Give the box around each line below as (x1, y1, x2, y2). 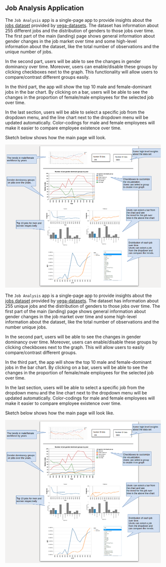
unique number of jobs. (5, 49, 53, 55)
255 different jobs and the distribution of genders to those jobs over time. (5, 27, 155, 34)
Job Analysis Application (5, 4, 84, 12)
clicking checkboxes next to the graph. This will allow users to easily (5, 344, 145, 350)
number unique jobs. (5, 324, 47, 330)
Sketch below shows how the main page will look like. (5, 410, 115, 416)
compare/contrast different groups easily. (5, 74, 90, 80)
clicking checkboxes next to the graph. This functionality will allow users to (5, 69, 158, 75)
